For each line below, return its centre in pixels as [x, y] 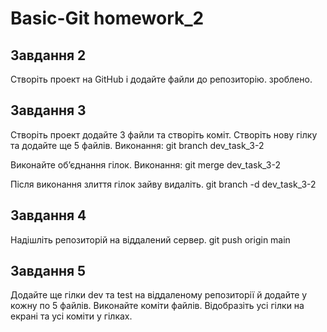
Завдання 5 [48, 271]
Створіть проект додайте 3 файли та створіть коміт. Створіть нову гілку [164, 134]
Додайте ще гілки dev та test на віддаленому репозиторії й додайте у [159, 295]
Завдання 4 [48, 215]
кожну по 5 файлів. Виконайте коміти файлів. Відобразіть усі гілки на [157, 306]
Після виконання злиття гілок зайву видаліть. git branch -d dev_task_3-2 [163, 184]
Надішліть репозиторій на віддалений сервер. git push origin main [150, 239]
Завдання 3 [48, 110]
